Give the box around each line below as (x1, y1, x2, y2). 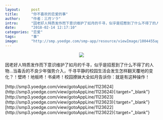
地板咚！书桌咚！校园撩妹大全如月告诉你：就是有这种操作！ (30, 74, 149, 80)
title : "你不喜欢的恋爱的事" (5, 12, 68, 17)
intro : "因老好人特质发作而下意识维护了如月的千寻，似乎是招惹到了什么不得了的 (5, 20, 156, 26)
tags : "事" (5, 34, 40, 39)
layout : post (5, 7, 40, 12)
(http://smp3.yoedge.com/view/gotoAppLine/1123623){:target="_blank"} (5, 99, 150, 105)
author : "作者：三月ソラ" (5, 16, 61, 21)
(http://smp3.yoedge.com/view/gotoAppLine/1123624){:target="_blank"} (5, 88, 150, 95)
